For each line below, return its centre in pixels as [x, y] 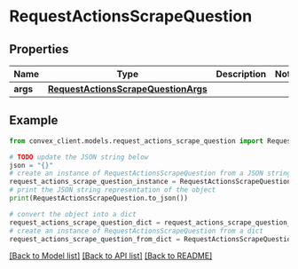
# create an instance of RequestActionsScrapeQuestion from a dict [137, 231]
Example [34, 120]
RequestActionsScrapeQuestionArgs [127, 89]
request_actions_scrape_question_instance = [93, 182]
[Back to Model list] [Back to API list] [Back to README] [111, 256]
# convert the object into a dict [73, 214]
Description [241, 74]
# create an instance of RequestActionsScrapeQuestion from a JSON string [150, 174]
